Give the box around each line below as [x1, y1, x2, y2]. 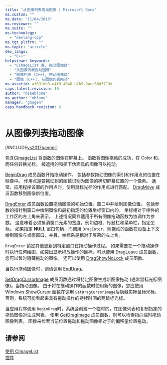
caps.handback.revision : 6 [5, 105, 61, 110]
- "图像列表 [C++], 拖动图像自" [9, 72, 70, 77]
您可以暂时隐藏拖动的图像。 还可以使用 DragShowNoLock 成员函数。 [5, 255, 147, 261]
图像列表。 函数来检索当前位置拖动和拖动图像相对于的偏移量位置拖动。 [5, 318, 151, 324]
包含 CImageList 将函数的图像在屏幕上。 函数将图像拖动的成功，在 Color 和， [5, 155, 163, 161]
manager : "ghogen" [5, 100, 43, 105]
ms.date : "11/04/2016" [5, 16, 52, 21]
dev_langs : [5, 49, 28, 54]
